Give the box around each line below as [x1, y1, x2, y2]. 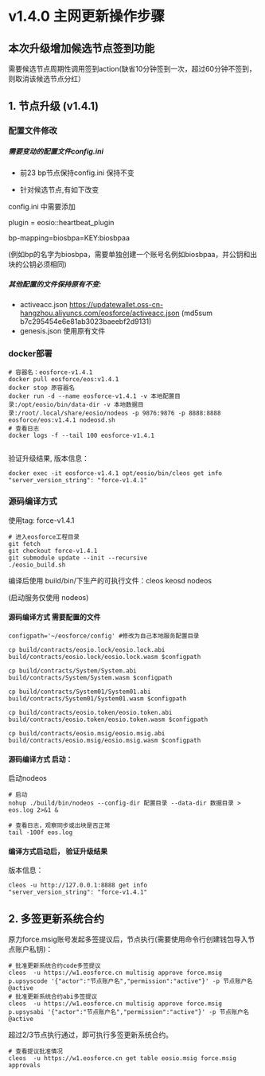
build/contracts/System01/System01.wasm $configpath [8, 695, 187, 703]
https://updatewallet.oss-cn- [68, 300, 164, 310]
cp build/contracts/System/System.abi [8, 667, 137, 675]
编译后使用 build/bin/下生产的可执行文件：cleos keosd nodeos [8, 575, 212, 585]
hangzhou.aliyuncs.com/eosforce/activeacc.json [19, 308, 181, 318]
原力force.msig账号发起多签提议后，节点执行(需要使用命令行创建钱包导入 [8, 934, 248, 944]
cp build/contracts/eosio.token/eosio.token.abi [8, 709, 173, 717]
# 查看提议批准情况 [8, 1047, 64, 1055]
